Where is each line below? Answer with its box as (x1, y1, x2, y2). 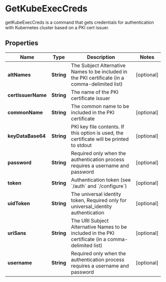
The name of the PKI (71, 89, 119, 95)
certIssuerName (7, 92, 47, 98)
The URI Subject (71, 217, 109, 224)
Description (86, 53, 115, 60)
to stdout (71, 141, 92, 148)
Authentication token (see (71, 176, 131, 183)
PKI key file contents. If (71, 123, 124, 130)
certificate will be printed (71, 136, 129, 142)
